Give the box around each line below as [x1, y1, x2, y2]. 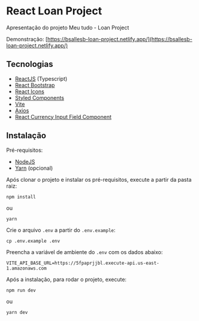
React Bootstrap [14, 81, 55, 88]
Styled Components [14, 94, 65, 101]
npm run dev [6, 287, 36, 294]
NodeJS [14, 158, 35, 165]
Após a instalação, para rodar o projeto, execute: [6, 276, 127, 283]
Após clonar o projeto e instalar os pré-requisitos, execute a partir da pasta [6, 176, 192, 183]
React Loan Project [6, 4, 102, 18]
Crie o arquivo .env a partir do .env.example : [6, 226, 116, 234]
